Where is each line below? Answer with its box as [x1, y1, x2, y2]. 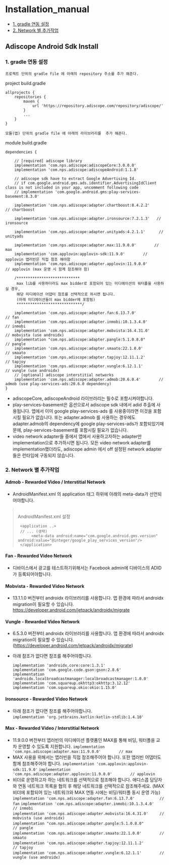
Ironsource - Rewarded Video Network [5, 696, 88, 702]
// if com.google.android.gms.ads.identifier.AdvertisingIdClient [14, 180, 157, 185]
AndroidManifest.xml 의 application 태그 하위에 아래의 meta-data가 [12, 491, 149, 497]
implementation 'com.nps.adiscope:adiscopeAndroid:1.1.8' [14, 167, 139, 172]
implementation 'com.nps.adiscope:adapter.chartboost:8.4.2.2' [14, 203, 150, 208]
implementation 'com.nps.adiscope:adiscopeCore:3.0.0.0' [14, 163, 137, 168]
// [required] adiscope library [14, 158, 82, 163]
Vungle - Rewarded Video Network [5, 618, 80, 624]
